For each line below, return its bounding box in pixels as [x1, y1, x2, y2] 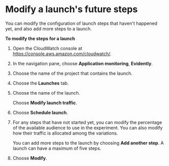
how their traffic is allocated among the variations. [12, 130, 118, 136]
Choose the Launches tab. [12, 80, 69, 86]
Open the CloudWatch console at [12, 45, 82, 51]
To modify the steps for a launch [5, 35, 75, 41]
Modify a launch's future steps [5, 4, 138, 15]
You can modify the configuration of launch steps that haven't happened [5, 20, 158, 26]
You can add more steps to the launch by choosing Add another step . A [12, 140, 164, 146]
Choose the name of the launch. [12, 90, 80, 96]
